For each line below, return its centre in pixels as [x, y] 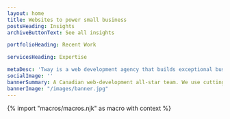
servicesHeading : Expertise [47, 57]
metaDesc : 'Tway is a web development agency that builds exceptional [110, 70]
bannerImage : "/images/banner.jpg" [58, 89]
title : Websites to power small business [67, 20]
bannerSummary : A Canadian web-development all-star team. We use [104, 82]
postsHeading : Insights [41, 26]
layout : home [26, 13]
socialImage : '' [30, 76]
